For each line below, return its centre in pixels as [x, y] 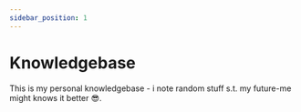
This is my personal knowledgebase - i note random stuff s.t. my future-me [150, 88]
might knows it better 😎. [56, 97]
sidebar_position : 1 [49, 18]
